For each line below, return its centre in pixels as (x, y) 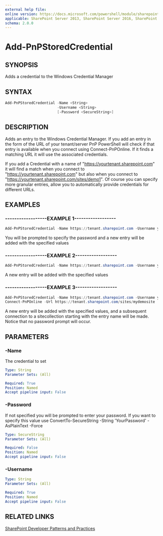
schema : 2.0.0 (19, 23)
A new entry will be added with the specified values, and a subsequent (76, 311)
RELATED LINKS (30, 517)
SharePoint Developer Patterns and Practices (50, 528)
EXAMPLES (23, 204)
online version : (21, 14)
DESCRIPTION (27, 127)
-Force (36, 425)
